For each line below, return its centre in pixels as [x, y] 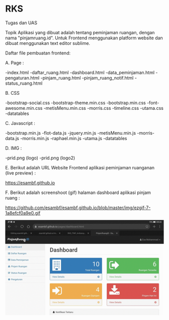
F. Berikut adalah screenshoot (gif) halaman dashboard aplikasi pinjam [78, 193]
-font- [153, 103]
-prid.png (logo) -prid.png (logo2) [40, 158]
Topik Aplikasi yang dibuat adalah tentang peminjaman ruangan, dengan [80, 32]
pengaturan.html [22, 78]
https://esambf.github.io [30, 182]
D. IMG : [14, 148]
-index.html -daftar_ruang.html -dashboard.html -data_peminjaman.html [80, 72]
